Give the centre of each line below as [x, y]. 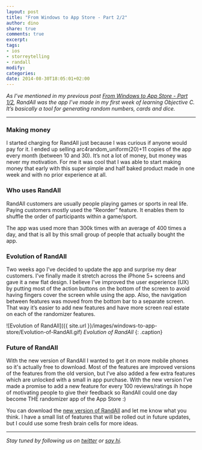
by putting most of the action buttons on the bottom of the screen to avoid [98, 288]
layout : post [23, 12]
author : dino [23, 23]
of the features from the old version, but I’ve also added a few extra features [101, 374]
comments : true [25, 34]
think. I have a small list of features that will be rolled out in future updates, [98, 417]
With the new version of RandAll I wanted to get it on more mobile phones [97, 360]
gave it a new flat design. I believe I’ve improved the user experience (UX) [98, 282]
